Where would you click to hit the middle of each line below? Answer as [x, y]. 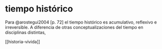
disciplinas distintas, [26, 32]
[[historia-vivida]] [23, 41]
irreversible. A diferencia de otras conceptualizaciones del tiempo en [74, 27]
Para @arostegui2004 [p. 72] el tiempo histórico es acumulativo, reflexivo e [81, 22]
